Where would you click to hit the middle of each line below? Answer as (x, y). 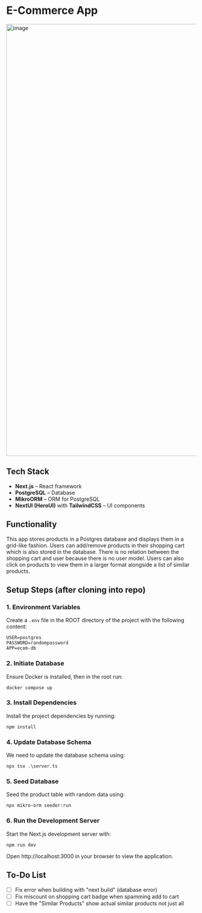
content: (17, 627)
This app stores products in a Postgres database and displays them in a (95, 539)
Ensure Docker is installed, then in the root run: (65, 676)
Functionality (32, 525)
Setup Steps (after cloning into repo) (76, 590)
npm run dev (21, 845)
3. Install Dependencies (42, 702)
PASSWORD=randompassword (37, 643)
